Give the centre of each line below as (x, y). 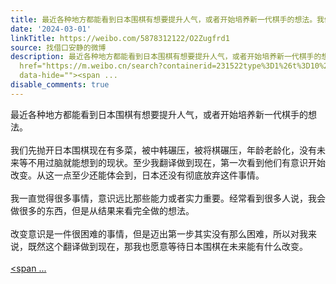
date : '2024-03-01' (51, 29)
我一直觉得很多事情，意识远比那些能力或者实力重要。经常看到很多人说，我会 (168, 198)
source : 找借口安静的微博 (58, 47)
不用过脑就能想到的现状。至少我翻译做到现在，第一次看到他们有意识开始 (176, 162)
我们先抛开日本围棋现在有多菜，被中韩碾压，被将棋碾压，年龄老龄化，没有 (163, 150)
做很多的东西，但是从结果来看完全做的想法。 (102, 210)
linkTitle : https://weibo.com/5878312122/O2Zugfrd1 (120, 38)
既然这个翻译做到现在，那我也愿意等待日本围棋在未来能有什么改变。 (167, 246)
